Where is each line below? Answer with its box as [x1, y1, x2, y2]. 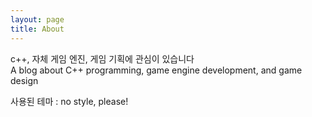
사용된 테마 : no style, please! [10, 95, 129, 107]
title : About [10, 24, 65, 34]
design [10, 74, 39, 86]
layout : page [10, 14, 65, 25]
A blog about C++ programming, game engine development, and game [10, 64, 303, 76]
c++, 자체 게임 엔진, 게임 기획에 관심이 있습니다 [10, 52, 195, 65]
